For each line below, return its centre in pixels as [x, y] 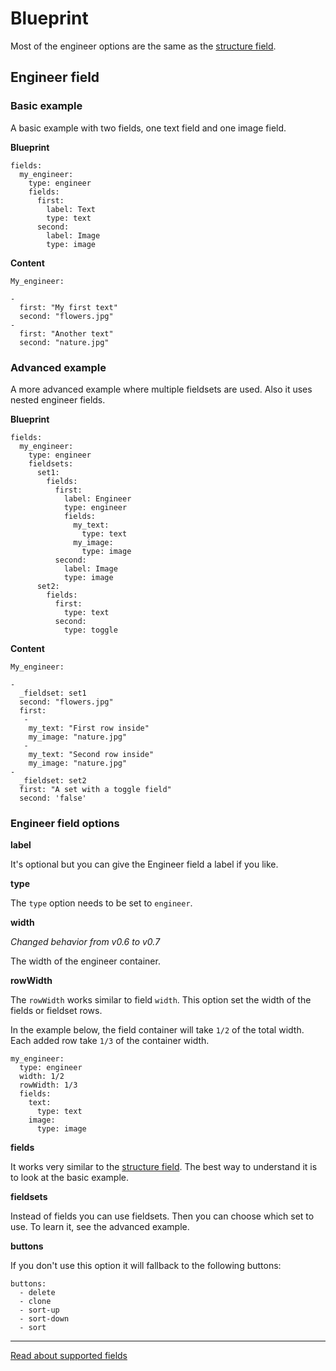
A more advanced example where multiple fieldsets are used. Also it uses [161, 389]
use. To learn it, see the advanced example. [100, 1227]
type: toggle [90, 630]
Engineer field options [65, 823]
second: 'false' [53, 798]
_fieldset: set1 [53, 693]
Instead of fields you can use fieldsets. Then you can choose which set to [162, 1216]
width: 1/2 [42, 1077]
